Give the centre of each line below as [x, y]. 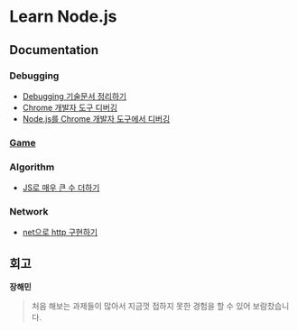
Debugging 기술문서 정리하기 [74, 96]
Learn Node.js [63, 17]
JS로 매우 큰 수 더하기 [61, 188]
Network [29, 212]
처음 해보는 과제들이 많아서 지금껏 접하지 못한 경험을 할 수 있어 [141, 306]
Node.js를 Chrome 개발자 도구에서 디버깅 [96, 118]
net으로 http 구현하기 [60, 233]
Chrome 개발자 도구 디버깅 [70, 107]
